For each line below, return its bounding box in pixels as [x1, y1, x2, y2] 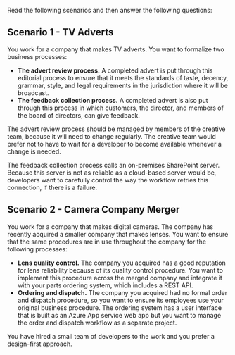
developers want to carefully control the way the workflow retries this [7, 175, 209, 184]
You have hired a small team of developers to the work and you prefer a [7, 332, 215, 340]
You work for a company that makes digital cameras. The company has [7, 222, 213, 231]
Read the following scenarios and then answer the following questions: [7, 6, 212, 14]
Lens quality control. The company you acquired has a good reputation [17, 259, 227, 267]
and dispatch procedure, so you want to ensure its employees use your [17, 296, 224, 304]
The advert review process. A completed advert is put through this [17, 66, 213, 75]
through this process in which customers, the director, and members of [17, 104, 224, 112]
